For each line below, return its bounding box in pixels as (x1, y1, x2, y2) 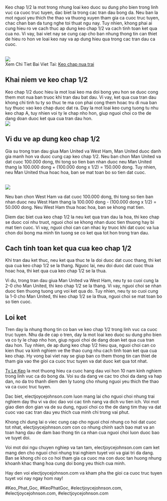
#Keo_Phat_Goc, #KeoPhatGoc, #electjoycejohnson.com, (5, 485, 123, 491)
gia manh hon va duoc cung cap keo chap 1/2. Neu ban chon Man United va (5, 153, 161, 159)
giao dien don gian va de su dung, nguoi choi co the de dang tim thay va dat (5, 404, 162, 410)
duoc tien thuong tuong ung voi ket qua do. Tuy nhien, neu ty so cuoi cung (5, 288, 159, 294)
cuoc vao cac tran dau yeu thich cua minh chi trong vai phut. (5, 409, 130, 415)
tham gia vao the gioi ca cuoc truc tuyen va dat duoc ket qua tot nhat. (5, 358, 148, 364)
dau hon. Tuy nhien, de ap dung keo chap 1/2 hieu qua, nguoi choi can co (5, 342, 156, 348)
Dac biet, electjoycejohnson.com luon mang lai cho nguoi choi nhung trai (5, 393, 155, 399)
